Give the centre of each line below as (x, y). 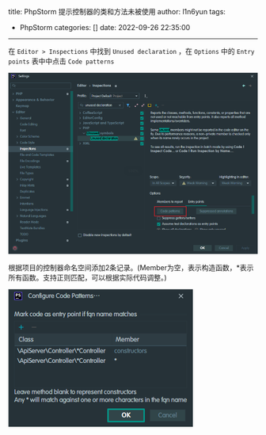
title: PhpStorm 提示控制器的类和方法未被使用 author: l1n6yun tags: (117, 11)
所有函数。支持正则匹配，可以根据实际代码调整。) (88, 278)
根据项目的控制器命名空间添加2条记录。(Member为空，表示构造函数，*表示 (131, 268)
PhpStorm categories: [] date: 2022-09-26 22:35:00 (105, 27)
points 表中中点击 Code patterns (61, 61)
